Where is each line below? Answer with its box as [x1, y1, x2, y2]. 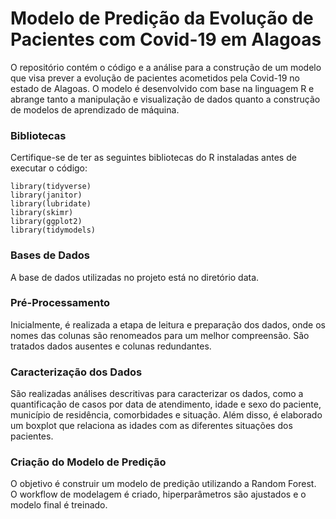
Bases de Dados [10, 248, 91, 262]
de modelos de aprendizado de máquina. [10, 103, 180, 116]
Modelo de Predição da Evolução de [10, 7, 314, 30]
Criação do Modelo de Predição [10, 455, 167, 469]
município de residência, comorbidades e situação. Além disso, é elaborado [10, 409, 323, 421]
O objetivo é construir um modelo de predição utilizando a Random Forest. [10, 478, 317, 490]
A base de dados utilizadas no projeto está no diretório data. [10, 271, 260, 283]
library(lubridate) [10, 199, 92, 209]
